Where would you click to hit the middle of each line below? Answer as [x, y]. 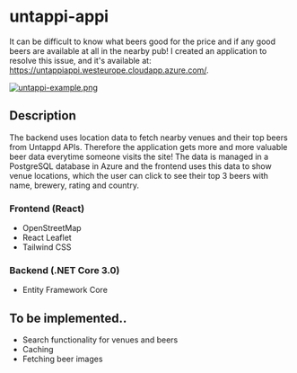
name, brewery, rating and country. [74, 185]
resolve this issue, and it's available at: [80, 60]
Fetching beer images [62, 359]
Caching [38, 350]
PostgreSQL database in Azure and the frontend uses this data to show [140, 166]
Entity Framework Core [65, 290]
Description [43, 115]
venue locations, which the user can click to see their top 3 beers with [139, 175]
